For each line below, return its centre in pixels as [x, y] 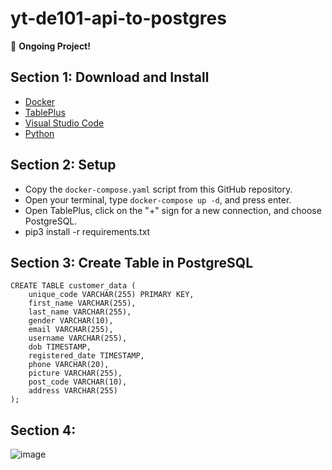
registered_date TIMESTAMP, [86, 356]
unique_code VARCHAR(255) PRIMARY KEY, [111, 295]
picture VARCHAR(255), [75, 373]
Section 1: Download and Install [110, 77]
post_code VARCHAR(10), [78, 382]
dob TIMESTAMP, [60, 347]
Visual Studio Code [64, 123]
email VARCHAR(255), [71, 330]
